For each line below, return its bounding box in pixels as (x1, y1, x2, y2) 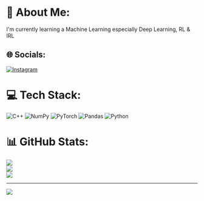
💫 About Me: (6, 5, 70, 19)
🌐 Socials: (6, 50, 46, 60)
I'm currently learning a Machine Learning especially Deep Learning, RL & (6, 26, 191, 33)
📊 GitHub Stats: (6, 135, 89, 148)
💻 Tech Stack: (6, 88, 81, 102)
